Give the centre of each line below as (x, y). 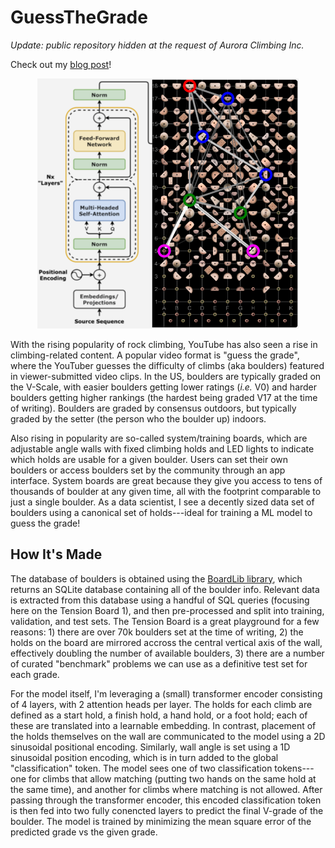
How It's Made (56, 554)
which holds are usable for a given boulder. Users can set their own (149, 459)
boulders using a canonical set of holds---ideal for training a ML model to (161, 512)
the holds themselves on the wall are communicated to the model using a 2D (168, 736)
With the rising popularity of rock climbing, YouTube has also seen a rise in (164, 344)
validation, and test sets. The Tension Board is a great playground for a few (165, 621)
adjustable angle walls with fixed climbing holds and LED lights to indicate (162, 448)
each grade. (35, 674)
